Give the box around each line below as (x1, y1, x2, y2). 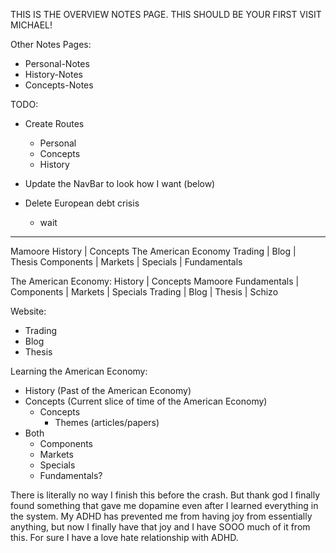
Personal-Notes (24, 58, 90, 69)
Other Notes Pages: (10, 39, 92, 50)
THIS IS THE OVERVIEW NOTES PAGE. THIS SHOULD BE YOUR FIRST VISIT (10, 9, 322, 20)
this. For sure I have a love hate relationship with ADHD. (10, 532, 239, 543)
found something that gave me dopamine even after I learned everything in (10, 500, 319, 511)
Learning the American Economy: (10, 365, 148, 377)
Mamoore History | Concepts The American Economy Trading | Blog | (10, 245, 297, 257)
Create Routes (24, 118, 85, 129)
